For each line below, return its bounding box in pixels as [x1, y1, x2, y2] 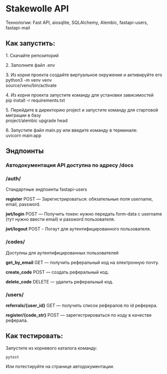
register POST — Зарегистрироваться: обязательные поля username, [5, 196, 153, 202]
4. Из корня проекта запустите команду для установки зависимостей [5, 92, 154, 98]
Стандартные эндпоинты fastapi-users [5, 186, 87, 192]
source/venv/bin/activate [5, 82, 57, 88]
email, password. [5, 201, 41, 207]
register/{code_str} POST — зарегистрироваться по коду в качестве [5, 312, 152, 318]
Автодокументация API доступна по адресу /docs [5, 162, 134, 169]
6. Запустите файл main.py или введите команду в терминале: [5, 127, 138, 133]
